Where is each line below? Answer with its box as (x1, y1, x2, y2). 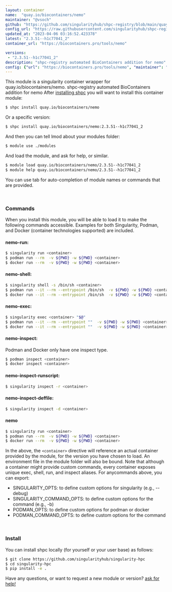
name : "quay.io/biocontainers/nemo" (5, 12, 86, 17)
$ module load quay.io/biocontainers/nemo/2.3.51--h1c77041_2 (5, 162, 141, 167)
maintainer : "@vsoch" (5, 17, 52, 22)
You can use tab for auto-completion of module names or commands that (5, 177, 160, 183)
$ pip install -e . (5, 566, 47, 571)
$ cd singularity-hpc (5, 561, 52, 566)
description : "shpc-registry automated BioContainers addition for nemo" (5, 60, 166, 65)
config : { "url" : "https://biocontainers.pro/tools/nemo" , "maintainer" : (5, 65, 164, 70)
